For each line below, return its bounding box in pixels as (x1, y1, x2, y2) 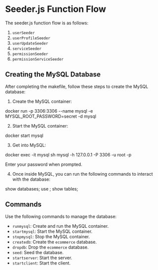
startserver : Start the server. (12, 255, 73, 261)
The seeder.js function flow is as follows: (5, 20, 89, 26)
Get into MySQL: (12, 142, 46, 148)
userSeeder (12, 30, 35, 35)
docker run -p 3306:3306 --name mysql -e (5, 108, 93, 114)
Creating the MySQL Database (5, 70, 101, 79)
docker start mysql (5, 133, 44, 138)
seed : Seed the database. (12, 249, 64, 255)
